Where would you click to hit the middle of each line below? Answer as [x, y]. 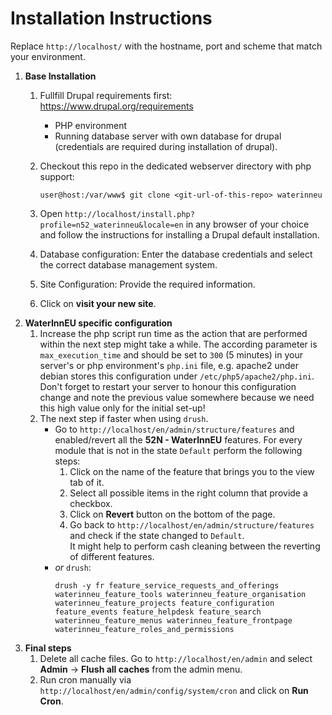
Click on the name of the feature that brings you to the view [192, 471]
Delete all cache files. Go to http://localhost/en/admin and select [176, 658]
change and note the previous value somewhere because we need [177, 397]
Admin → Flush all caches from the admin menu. [141, 669]
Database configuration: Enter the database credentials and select [176, 254]
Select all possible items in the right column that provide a [188, 493]
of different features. [112, 556]
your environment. [48, 56]
